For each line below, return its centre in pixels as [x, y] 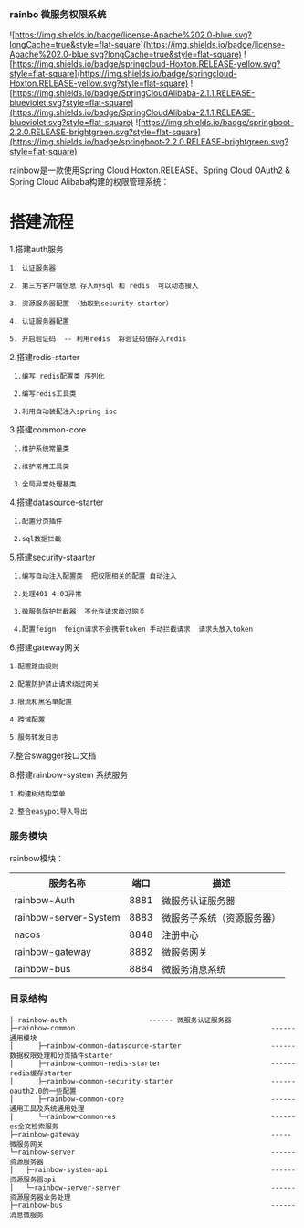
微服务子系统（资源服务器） [221, 918]
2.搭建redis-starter [45, 358]
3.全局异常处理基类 [45, 485]
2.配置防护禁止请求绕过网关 [55, 684]
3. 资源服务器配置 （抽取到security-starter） [91, 304]
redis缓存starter [41, 1073]
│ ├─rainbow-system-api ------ [153, 1169]
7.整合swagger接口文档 [53, 755]
